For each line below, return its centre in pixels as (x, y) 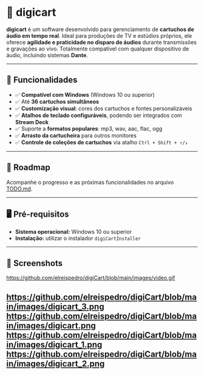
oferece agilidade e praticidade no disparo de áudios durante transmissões (102, 42)
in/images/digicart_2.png (56, 364)
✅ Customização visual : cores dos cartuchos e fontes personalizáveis (104, 108)
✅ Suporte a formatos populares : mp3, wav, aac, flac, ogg (89, 128)
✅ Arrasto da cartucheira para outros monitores (76, 135)
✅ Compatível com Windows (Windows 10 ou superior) (85, 94)
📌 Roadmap (28, 168)
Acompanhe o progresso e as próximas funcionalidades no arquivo (90, 182)
